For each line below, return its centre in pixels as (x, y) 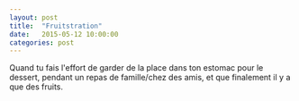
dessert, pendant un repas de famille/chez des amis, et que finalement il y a (150, 78)
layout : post (34, 17)
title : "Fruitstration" (56, 26)
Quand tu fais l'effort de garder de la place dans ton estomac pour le (136, 68)
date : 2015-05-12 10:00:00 (64, 34)
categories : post (42, 42)
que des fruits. (36, 87)
